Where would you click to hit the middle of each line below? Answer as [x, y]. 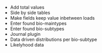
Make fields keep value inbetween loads [53, 18]
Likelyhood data [27, 45]
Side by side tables [30, 13]
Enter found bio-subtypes [37, 29]
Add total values [27, 7]
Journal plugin [25, 34]
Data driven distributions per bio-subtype [54, 39]
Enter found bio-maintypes [38, 23]
